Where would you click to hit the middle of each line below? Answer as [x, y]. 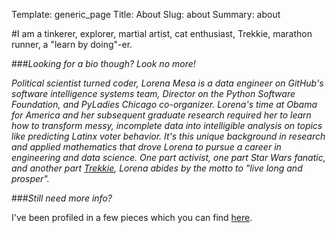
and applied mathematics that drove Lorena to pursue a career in [146, 147]
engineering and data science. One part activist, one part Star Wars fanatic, [168, 157]
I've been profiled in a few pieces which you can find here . [132, 217]
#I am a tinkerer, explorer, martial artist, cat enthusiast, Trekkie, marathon [162, 33]
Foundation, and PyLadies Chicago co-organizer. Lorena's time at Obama [164, 104]
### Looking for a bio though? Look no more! [103, 63]
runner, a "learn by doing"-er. [72, 44]
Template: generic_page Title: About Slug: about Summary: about [146, 14]
